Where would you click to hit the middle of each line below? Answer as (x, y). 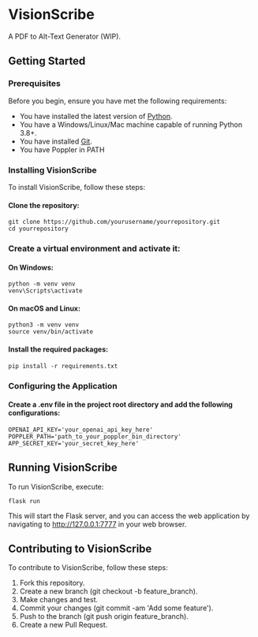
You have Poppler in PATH (62, 149)
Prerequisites (34, 84)
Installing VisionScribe (52, 169)
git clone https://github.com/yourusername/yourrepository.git (114, 222)
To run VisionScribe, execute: (56, 486)
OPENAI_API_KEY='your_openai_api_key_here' (81, 430)
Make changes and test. (59, 600)
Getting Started (47, 61)
